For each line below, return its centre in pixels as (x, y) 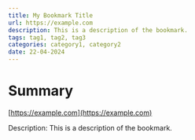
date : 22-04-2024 (37, 52)
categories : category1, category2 (65, 45)
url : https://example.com (50, 23)
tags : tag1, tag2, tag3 (47, 37)
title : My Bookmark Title (50, 15)
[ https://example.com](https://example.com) (80, 112)
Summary (40, 91)
